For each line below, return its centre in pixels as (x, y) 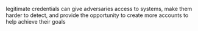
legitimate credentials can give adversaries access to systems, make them (99, 9)
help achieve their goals (36, 22)
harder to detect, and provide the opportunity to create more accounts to (97, 15)
